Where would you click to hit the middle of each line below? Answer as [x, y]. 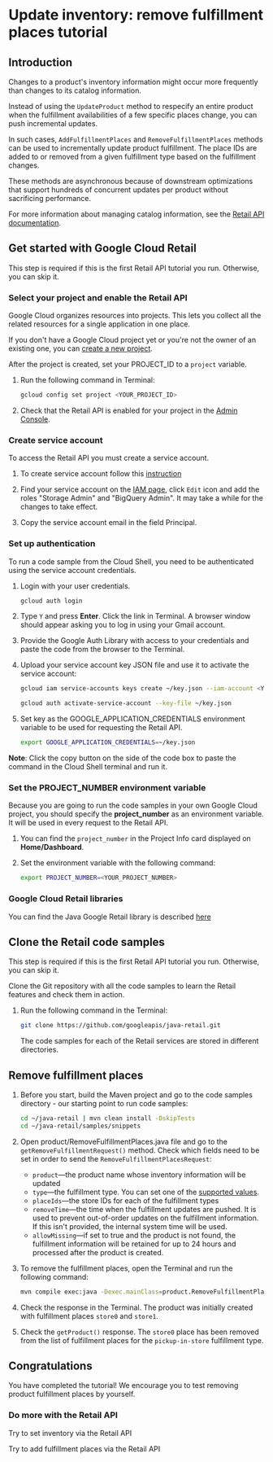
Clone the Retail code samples [87, 942]
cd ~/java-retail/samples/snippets [80, 1126]
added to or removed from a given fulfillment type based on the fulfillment [132, 157]
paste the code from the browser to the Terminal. [102, 650]
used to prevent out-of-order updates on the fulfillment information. [145, 1218]
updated [46, 1183]
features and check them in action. [67, 995]
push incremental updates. [53, 123]
